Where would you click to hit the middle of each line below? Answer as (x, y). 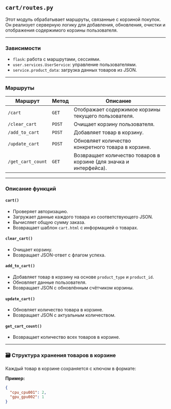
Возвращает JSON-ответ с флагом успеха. (59, 255)
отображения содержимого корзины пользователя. (62, 30)
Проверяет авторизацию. (40, 211)
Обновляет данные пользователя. (49, 282)
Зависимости (23, 48)
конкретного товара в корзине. (112, 147)
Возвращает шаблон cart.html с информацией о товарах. (75, 227)
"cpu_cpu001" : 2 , (28, 392)
